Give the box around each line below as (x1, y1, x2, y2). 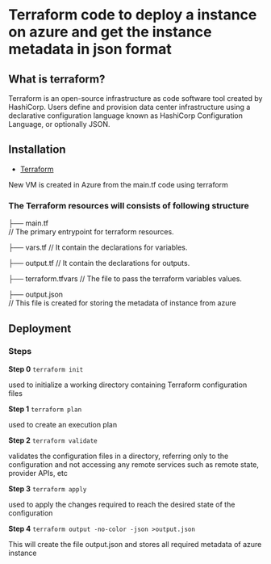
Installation (8, 143, 66, 157)
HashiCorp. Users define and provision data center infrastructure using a (8, 103, 251, 112)
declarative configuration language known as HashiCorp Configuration (8, 111, 244, 120)
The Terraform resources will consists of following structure (8, 200, 250, 211)
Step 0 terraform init (8, 364, 84, 373)
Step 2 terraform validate (8, 435, 98, 445)
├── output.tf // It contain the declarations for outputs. (8, 259, 190, 268)
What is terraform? (8, 72, 106, 86)
